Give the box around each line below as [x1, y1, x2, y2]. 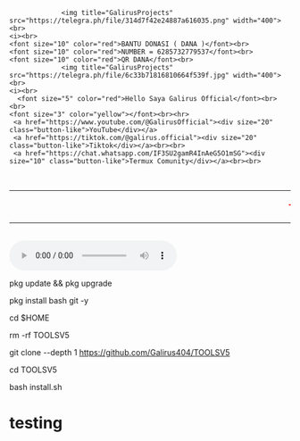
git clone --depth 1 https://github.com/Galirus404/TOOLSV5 [9, 347, 230, 357]
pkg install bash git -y [9, 295, 89, 305]
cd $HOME [9, 312, 50, 323]
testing [9, 413, 63, 433]
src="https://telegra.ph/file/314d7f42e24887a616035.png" [9, 16, 229, 25]
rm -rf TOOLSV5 [9, 330, 70, 340]
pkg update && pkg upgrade [9, 278, 113, 288]
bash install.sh [9, 382, 62, 392]
